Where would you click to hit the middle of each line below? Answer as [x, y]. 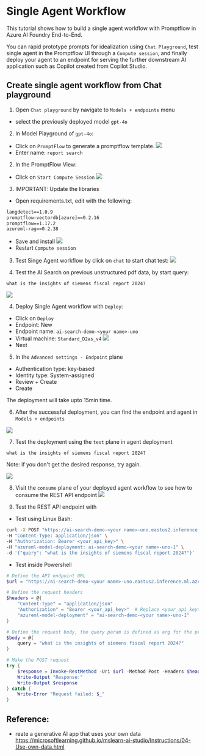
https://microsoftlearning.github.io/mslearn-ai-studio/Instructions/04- [103, 740]
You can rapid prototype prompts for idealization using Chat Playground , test [102, 47]
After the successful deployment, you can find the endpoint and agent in [106, 412]
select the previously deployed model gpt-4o [71, 121]
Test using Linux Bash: [43, 519]
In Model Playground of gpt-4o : [54, 133]
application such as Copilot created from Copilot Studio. [77, 66]
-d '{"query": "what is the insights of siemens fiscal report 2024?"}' [101, 553]
